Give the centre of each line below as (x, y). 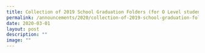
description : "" (27, 35)
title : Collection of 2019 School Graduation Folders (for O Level (94, 12)
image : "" (19, 40)
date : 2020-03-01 (28, 23)
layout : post (23, 29)
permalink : (20, 18)
